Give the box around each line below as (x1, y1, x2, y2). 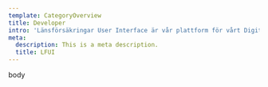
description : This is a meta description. (15, 41, 159, 49)
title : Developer (8, 19, 66, 27)
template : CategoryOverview (8, 11, 102, 20)
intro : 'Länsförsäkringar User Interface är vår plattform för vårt (8, 26, 241, 34)
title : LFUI (15, 48, 56, 56)
